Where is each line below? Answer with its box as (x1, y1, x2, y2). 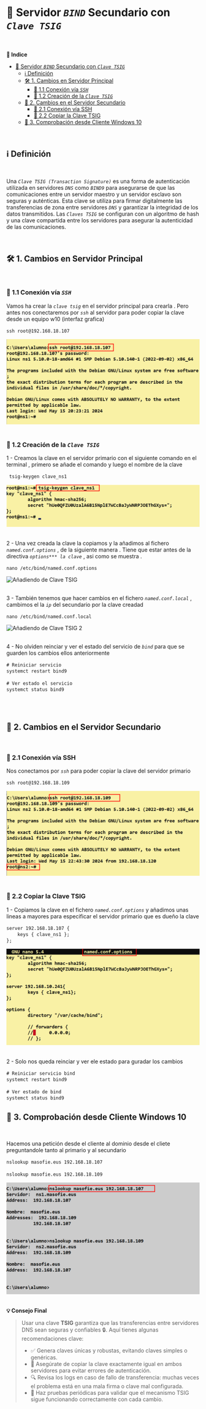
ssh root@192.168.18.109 (6, 780, 70, 786)
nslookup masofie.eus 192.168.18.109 (6, 1171, 103, 1178)
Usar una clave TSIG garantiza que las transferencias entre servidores (21, 1319, 199, 1326)
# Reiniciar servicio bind (6, 1071, 75, 1077)
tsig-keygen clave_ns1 (9, 474, 67, 480)
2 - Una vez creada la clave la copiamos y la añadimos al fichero (6, 540, 170, 547)
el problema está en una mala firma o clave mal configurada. (30, 1382, 184, 1390)
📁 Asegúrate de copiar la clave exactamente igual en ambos (30, 1360, 182, 1367)
